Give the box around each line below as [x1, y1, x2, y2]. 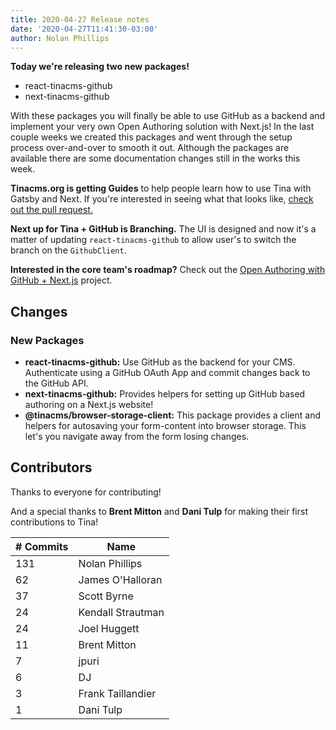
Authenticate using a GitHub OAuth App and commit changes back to [24, 367, 311, 379]
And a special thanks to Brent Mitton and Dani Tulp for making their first [10, 505, 309, 517]
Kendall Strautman [78, 605, 165, 619]
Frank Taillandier [78, 686, 157, 700]
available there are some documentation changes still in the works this [10, 152, 301, 165]
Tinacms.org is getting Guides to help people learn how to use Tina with [10, 182, 312, 195]
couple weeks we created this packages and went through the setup [10, 131, 293, 143]
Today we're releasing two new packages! [10, 61, 190, 73]
